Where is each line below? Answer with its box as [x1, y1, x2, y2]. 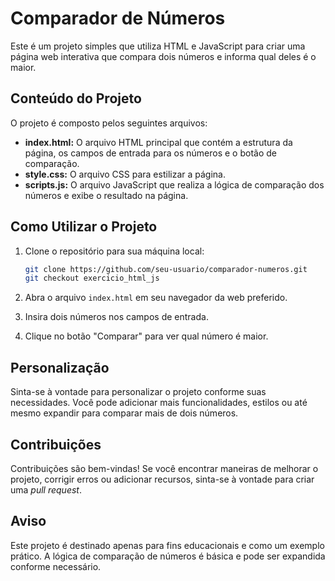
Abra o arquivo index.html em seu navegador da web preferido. [24, 292, 288, 304]
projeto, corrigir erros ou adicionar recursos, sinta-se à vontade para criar [10, 473, 315, 485]
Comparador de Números [10, 7, 226, 30]
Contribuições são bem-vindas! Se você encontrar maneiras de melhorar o [10, 462, 319, 474]
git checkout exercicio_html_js [24, 273, 160, 284]
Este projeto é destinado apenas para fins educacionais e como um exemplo [10, 539, 325, 551]
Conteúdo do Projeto [10, 90, 142, 107]
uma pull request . [10, 483, 82, 496]
